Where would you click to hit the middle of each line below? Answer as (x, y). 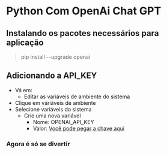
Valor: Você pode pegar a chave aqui (79, 128)
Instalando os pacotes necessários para (83, 33)
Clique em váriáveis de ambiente (55, 102)
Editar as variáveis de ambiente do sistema (77, 96)
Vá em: (24, 90)
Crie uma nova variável (52, 116)
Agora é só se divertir (38, 144)
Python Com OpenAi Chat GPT (84, 11)
